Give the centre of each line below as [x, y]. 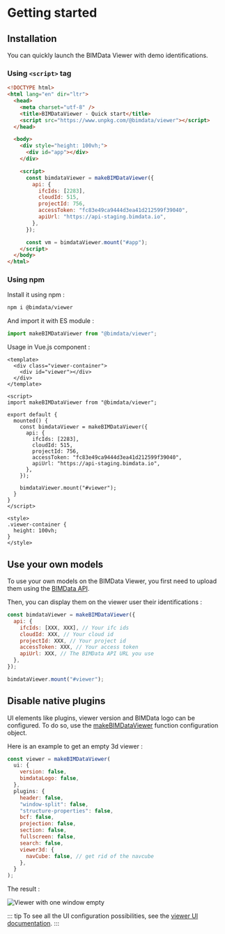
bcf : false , [37, 818]
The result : [24, 889]
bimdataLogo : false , [49, 778]
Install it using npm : [36, 295]
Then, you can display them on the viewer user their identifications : [105, 602]
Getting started [52, 13]
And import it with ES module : [51, 321]
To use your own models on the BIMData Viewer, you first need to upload [112, 581]
